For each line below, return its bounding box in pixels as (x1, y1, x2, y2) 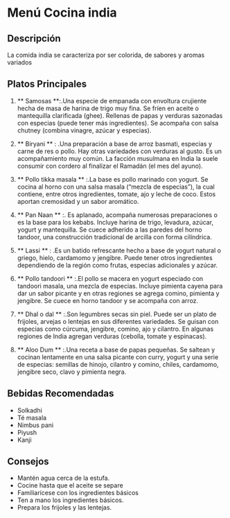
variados (7, 58, 33, 67)
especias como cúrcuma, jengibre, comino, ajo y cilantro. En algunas (17, 325, 214, 333)
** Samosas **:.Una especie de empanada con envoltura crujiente (17, 96, 207, 105)
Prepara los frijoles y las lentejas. (17, 503, 112, 512)
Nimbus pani (17, 421, 54, 429)
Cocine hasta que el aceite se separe (17, 481, 123, 490)
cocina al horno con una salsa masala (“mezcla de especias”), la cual (17, 182, 215, 191)
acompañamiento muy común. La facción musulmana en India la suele (17, 154, 218, 162)
